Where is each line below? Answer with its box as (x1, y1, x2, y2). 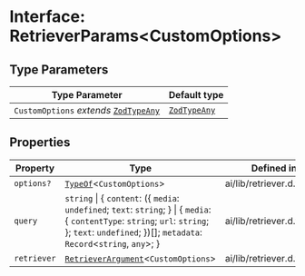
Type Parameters (9, 62, 109, 77)
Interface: (9, 6, 86, 27)
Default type (168, 89, 224, 101)
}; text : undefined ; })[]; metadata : (64, 225, 202, 238)
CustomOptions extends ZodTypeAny (14, 104, 161, 116)
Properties (9, 134, 71, 151)
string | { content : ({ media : (64, 192, 180, 204)
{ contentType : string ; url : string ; (64, 214, 210, 227)
